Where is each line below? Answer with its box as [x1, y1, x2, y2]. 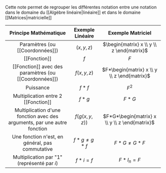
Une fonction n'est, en [12, 133, 63, 140]
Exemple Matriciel [108, 30, 152, 36]
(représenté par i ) [17, 160, 58, 167]
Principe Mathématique [9, 30, 66, 36]
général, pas [23, 139, 52, 146]
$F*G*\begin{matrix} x [103, 113, 157, 120]
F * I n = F [118, 156, 141, 164]
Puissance [25, 84, 50, 91]
